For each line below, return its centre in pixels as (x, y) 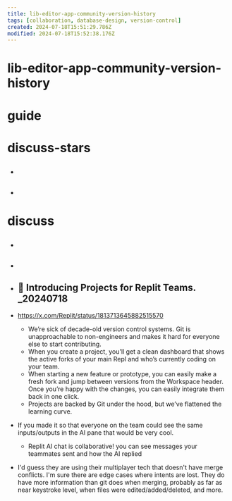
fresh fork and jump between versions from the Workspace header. (126, 382)
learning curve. (50, 412)
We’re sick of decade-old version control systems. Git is (109, 329)
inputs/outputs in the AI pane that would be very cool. (96, 433)
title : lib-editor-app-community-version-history (82, 14)
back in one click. (54, 397)
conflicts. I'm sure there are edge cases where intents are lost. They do (121, 475)
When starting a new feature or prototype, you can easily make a (122, 374)
